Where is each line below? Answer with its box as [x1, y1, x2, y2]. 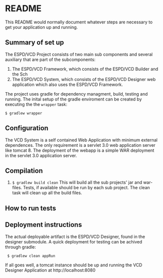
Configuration [5, 124, 49, 132]
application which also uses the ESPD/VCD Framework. [12, 81, 123, 87]
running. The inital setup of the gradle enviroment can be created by [5, 96, 142, 102]
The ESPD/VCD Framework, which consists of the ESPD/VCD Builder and [12, 66, 159, 72]
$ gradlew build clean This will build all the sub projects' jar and [12, 179, 143, 185]
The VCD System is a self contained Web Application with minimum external [5, 137, 158, 143]
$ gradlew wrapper [5, 111, 42, 116]
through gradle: [5, 244, 36, 250]
